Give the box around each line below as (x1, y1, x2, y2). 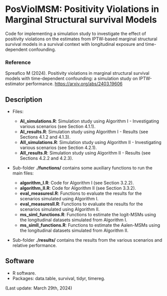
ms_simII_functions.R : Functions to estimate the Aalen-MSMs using (19, 222, 161, 228)
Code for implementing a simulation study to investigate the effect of (5, 30, 146, 36)
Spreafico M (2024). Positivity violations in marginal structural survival (5, 70, 150, 76)
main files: (12, 170, 34, 176)
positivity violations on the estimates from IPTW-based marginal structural (5, 36, 158, 42)
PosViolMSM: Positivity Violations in (5, 3, 160, 15)
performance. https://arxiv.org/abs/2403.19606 (25, 81, 123, 87)
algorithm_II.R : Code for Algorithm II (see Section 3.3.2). (19, 185, 136, 191)
